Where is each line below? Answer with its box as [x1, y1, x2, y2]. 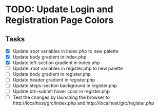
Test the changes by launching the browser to [12, 94, 110, 100]
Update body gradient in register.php [12, 71, 91, 77]
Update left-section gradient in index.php [12, 60, 100, 66]
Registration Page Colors [5, 14, 114, 26]
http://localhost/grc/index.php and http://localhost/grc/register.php [12, 100, 154, 106]
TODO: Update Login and [5, 4, 114, 15]
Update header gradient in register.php [12, 77, 95, 83]
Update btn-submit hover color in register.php [12, 88, 110, 95]
